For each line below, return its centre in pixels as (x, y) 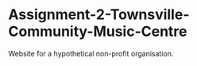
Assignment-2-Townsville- (99, 15)
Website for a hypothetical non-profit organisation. (91, 53)
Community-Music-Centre (98, 31)
